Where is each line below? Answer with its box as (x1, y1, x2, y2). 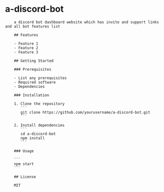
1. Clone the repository (14, 101, 65, 106)
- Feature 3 (14, 50, 38, 55)
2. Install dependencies (14, 123, 65, 128)
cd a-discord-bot (20, 131, 56, 136)
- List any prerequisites (14, 75, 67, 81)
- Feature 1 (14, 41, 38, 46)
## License (14, 174, 36, 179)
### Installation (14, 92, 50, 98)
